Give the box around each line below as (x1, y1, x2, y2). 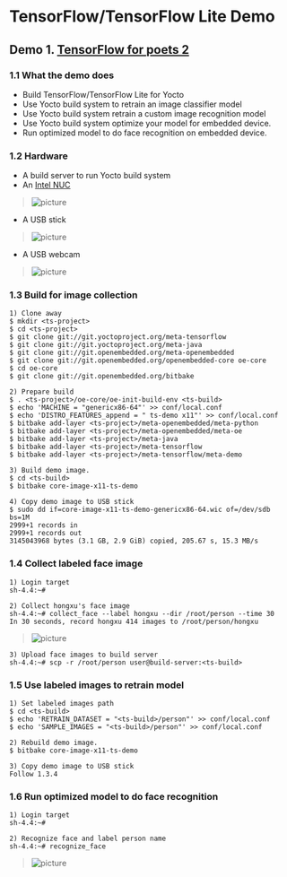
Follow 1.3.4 (9, 769, 58, 779)
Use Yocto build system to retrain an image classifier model (22, 99, 242, 109)
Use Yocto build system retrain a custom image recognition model (22, 108, 266, 118)
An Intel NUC (22, 179, 71, 190)
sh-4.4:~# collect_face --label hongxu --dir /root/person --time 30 (9, 609, 275, 618)
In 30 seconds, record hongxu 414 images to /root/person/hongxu (9, 617, 258, 626)
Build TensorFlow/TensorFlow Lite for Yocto (22, 89, 185, 100)
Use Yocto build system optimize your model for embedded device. (22, 117, 272, 128)
